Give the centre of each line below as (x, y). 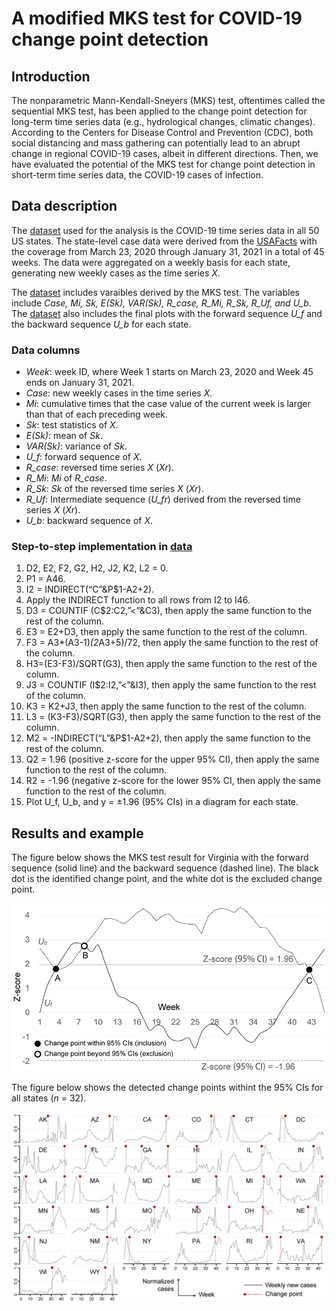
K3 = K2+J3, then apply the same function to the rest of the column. (166, 706)
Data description (64, 206)
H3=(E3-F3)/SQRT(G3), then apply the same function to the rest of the (171, 664)
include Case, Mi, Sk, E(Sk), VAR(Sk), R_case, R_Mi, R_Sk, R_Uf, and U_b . (161, 303)
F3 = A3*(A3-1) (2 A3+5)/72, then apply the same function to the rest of (172, 643)
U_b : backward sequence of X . (89, 521)
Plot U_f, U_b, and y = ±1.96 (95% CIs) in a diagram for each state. (162, 802)
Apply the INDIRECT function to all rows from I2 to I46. (138, 600)
